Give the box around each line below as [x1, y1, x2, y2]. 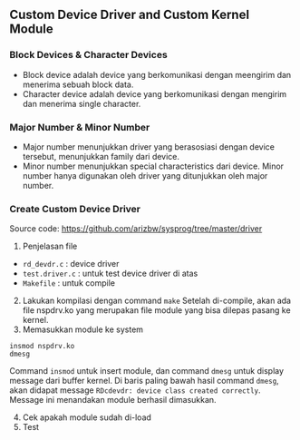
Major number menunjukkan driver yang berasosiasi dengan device [22, 141, 275, 152]
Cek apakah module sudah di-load [22, 412, 152, 423]
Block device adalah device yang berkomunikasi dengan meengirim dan [22, 69, 292, 80]
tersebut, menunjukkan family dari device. [22, 151, 179, 161]
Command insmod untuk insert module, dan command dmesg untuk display [9, 366, 284, 376]
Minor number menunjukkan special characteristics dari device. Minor [22, 161, 284, 171]
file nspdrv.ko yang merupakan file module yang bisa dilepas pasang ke [22, 305, 292, 316]
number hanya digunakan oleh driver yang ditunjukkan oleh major [22, 170, 268, 181]
